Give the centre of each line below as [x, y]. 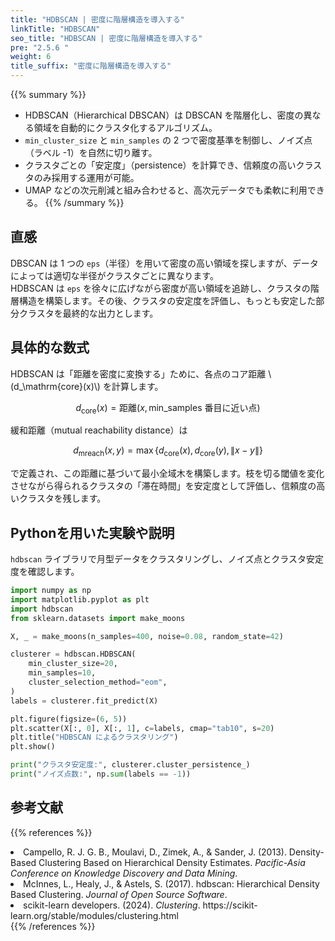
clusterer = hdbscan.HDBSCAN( [73, 654]
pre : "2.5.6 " [40, 47]
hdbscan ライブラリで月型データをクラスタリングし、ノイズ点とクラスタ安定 [167, 559]
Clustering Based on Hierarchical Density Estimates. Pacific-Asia [172, 862]
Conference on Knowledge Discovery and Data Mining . [124, 873]
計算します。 [137, 386]
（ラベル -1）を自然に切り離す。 [91, 152]
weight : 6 [31, 57]
